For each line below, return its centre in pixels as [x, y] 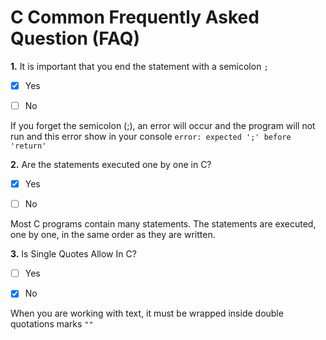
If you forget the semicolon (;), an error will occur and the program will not [163, 126]
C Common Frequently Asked [135, 17]
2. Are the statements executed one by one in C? [111, 165]
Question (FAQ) [75, 38]
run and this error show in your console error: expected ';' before [151, 137]
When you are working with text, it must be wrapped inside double [147, 313]
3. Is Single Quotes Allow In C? [73, 254]
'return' [28, 146]
